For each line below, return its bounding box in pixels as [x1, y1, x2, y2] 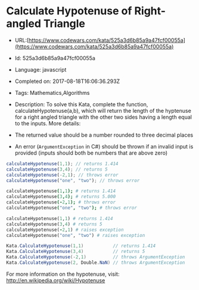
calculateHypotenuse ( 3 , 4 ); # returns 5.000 [6, 194, 116, 200]
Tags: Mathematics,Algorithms [14, 89, 91, 96]
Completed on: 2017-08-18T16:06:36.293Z [14, 78, 120, 85]
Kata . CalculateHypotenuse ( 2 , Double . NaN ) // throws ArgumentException [6, 260, 185, 266]
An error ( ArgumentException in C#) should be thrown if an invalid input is [14, 143, 194, 150]
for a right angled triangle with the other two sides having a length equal [14, 113, 192, 121]
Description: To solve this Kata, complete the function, [14, 100, 148, 108]
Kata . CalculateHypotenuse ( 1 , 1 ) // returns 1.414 [6, 243, 156, 249]
